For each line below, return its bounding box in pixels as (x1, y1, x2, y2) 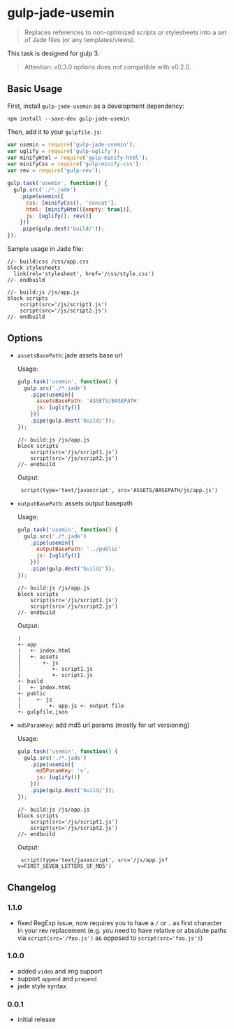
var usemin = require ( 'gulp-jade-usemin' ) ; (7, 141, 136, 148)
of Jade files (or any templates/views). (24, 35, 136, 43)
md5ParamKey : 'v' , (36, 768, 90, 775)
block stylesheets (7, 264, 61, 271)
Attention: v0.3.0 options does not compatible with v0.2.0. (24, 62, 191, 71)
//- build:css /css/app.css (7, 258, 89, 265)
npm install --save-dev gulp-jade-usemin (7, 115, 130, 122)
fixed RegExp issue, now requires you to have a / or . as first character (17, 918, 222, 927)
